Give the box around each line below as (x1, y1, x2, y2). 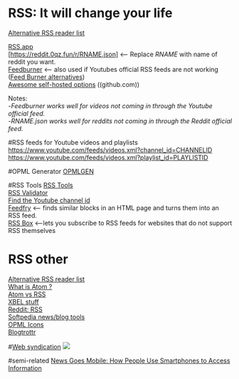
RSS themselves (8, 226, 56, 234)
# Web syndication (8, 342, 61, 351)
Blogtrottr (8, 328, 36, 336)
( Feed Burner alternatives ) (8, 73, 85, 81)
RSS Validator (8, 188, 48, 197)
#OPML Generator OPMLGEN (8, 167, 95, 175)
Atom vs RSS (8, 290, 46, 298)
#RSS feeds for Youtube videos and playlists (8, 137, 138, 147)
